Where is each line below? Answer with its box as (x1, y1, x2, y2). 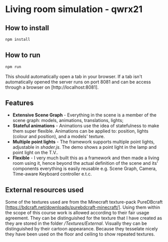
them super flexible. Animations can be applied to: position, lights (12, 128, 149, 134)
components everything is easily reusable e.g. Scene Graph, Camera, (12, 165, 157, 172)
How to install (5, 24, 49, 32)
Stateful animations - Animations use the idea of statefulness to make (12, 123, 159, 129)
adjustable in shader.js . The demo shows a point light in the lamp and (12, 144, 157, 150)
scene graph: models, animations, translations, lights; (12, 117, 124, 124)
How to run (5, 51, 41, 59)
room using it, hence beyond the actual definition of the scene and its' (12, 160, 158, 166)
